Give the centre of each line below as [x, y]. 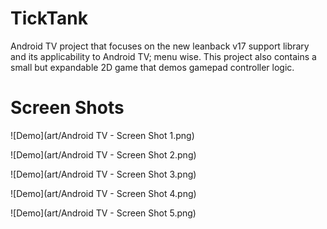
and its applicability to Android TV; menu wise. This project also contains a [163, 56]
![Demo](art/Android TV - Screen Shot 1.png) [102, 135]
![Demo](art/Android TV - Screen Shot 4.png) [103, 193]
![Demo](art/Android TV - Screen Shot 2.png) [103, 154]
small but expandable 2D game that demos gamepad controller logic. [152, 67]
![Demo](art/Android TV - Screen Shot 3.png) [103, 174]
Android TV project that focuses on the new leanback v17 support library [160, 46]
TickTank [49, 18]
